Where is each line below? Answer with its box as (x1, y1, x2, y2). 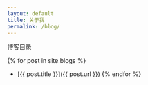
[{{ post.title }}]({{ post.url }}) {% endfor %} (17, 70, 142, 78)
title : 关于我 (7, 17, 45, 23)
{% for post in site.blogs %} (7, 57, 86, 65)
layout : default (7, 10, 54, 17)
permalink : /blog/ (7, 23, 60, 30)
